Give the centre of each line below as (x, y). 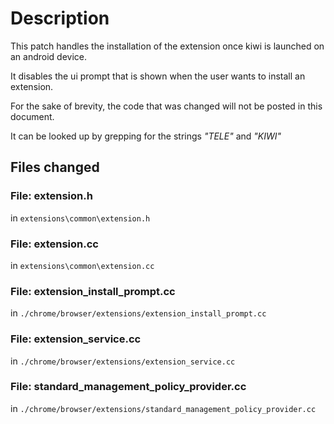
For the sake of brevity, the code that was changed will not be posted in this (166, 106)
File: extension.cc (54, 244)
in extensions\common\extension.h (80, 218)
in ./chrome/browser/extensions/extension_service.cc (123, 361)
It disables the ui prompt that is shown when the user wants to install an (158, 76)
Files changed (55, 167)
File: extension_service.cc (76, 339)
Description (60, 18)
